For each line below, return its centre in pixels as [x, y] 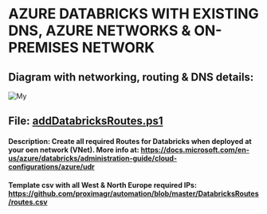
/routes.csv [28, 202]
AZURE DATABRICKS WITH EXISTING [133, 14]
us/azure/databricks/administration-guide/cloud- [93, 158]
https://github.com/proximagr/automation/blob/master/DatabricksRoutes [133, 193]
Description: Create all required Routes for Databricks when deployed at [130, 141]
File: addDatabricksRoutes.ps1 [86, 121]
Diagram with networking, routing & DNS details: [131, 77]
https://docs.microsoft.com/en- [195, 150]
